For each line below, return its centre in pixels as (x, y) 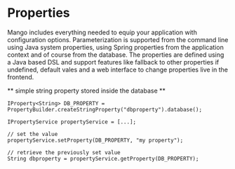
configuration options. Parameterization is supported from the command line (118, 39)
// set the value (33, 134)
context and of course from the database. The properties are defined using (116, 55)
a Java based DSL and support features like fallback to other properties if (113, 62)
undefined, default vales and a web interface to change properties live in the (117, 69)
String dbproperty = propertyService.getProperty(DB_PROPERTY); (103, 158)
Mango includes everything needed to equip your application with (102, 32)
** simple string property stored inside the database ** (87, 90)
